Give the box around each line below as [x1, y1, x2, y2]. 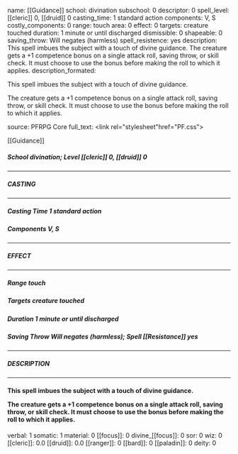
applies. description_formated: [7, 67, 96, 74]
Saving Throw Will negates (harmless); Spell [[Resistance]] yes [7, 332, 198, 340]
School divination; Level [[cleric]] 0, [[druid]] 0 [7, 153, 147, 161]
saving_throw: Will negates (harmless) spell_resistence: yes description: [7, 36, 217, 45]
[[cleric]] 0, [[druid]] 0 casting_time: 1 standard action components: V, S [7, 13, 216, 22]
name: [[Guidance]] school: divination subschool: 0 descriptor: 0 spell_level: [7, 6, 229, 14]
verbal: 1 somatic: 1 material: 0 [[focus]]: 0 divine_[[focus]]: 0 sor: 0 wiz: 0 [7, 431, 223, 439]
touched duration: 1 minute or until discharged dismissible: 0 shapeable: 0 [7, 28, 223, 37]
